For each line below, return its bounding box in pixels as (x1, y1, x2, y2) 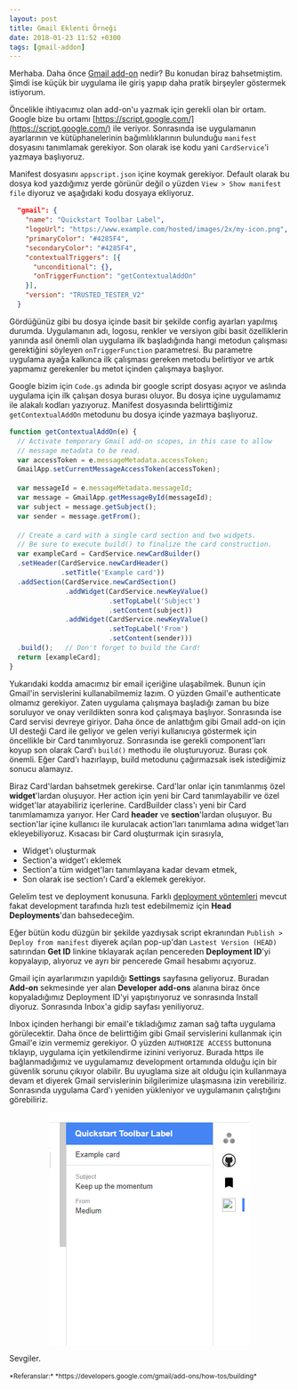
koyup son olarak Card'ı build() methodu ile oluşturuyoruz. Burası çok (9, 744, 268, 755)
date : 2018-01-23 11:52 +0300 (9, 33, 122, 42)
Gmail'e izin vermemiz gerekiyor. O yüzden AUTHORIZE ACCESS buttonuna (9, 1037, 272, 1048)
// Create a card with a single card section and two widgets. (17, 531, 256, 540)
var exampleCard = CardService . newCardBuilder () (17, 549, 201, 558)
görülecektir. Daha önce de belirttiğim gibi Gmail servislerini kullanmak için (9, 1028, 282, 1038)
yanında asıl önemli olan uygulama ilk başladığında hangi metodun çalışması (9, 335, 287, 345)
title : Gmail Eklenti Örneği (9, 23, 117, 33)
